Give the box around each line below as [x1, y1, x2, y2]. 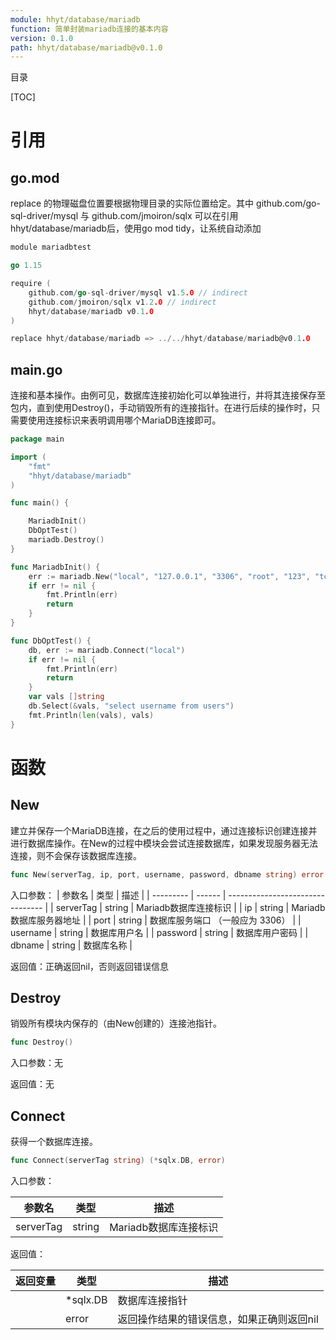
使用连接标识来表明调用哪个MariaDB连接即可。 [27, 414, 222, 426]
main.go [10, 361, 63, 378]
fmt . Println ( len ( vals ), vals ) [28, 710, 155, 720]
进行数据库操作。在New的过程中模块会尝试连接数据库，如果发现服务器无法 [10, 837, 318, 849]
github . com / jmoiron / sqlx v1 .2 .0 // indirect [28, 297, 217, 307]
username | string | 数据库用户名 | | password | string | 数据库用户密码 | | [10, 926, 309, 938]
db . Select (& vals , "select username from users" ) [28, 701, 235, 711]
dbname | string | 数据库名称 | [10, 939, 133, 951]
